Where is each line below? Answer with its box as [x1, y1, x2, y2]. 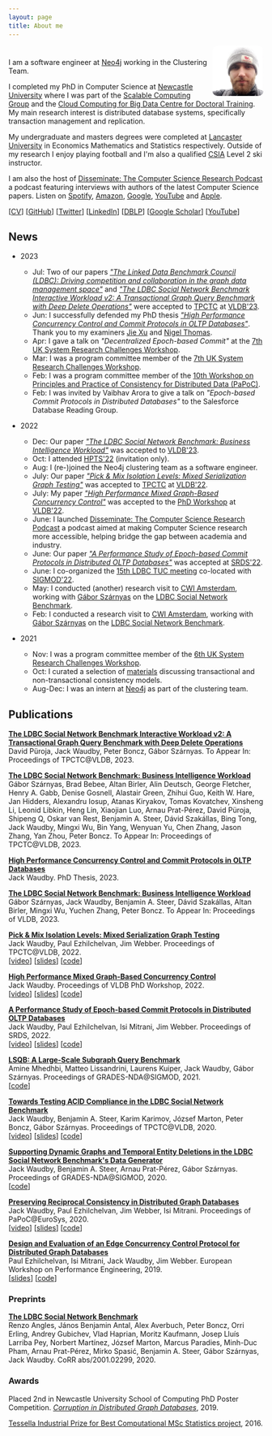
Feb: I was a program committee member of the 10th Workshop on [32, 370, 254, 381]
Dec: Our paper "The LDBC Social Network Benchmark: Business [32, 437, 251, 447]
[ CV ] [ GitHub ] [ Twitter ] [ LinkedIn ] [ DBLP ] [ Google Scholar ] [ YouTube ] [8, 206, 240, 216]
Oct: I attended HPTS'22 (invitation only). [32, 454, 170, 464]
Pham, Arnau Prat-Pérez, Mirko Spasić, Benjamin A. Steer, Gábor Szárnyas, [8, 1347, 260, 1356]
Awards [8, 1375, 40, 1386]
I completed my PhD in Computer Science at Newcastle [8, 81, 193, 91]
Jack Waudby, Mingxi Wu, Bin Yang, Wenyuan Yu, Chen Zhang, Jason [8, 823, 241, 833]
